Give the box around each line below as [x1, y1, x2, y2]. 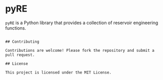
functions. [5, 25, 26, 31]
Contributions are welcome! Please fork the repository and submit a [5, 48, 155, 53]
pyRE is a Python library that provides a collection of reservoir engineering [5, 20, 158, 26]
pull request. [5, 52, 35, 57]
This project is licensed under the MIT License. [5, 70, 112, 75]
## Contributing [5, 39, 39, 44]
